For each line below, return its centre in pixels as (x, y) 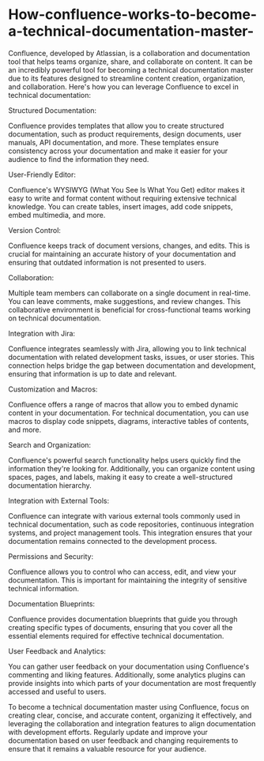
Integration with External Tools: (59, 500)
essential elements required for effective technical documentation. (116, 635)
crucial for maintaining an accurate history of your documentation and (122, 253)
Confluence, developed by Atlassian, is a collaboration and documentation (129, 53)
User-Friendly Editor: (42, 174)
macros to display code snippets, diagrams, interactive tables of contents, (128, 421)
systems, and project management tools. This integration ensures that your (130, 532)
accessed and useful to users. (57, 692)
